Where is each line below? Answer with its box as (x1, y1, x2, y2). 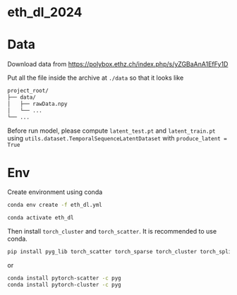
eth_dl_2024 (7, 4, 83, 20)
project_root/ (7, 88, 49, 95)
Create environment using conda (7, 188, 103, 196)
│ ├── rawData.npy (7, 100, 68, 107)
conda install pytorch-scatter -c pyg (7, 275, 121, 282)
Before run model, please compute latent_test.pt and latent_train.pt (7, 126, 217, 135)
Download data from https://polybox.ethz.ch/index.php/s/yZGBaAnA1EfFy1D (7, 60, 229, 68)
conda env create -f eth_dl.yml (7, 202, 102, 209)
